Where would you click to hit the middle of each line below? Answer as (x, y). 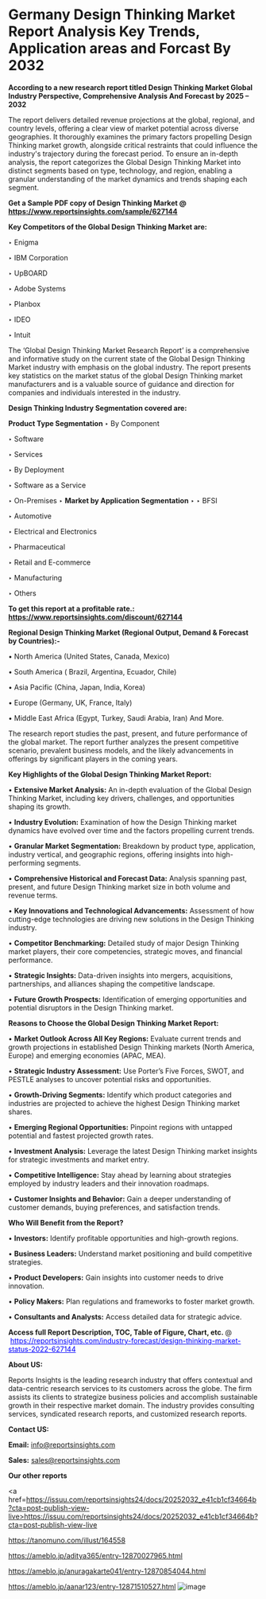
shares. (21, 1112)
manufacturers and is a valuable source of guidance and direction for (121, 384)
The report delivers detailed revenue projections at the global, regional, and (132, 119)
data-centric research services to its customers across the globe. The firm (130, 1388)
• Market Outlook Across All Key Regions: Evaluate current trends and (125, 1038)
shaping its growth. (40, 807)
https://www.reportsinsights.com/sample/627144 (93, 211)
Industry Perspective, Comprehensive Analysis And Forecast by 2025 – (129, 96)
